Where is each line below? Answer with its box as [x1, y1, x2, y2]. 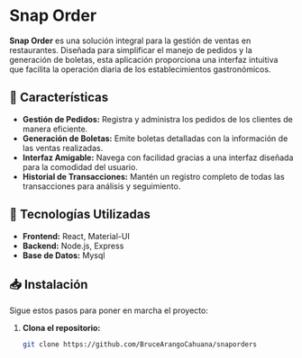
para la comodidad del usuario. [22, 161, 138, 172]
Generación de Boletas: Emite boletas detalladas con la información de [22, 132, 288, 144]
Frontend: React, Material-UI [22, 230, 131, 241]
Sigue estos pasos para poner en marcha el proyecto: [9, 305, 209, 316]
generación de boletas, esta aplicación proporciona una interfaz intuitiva [9, 54, 279, 65]
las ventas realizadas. [22, 142, 104, 153]
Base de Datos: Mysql [22, 249, 105, 261]
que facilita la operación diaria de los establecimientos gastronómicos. [9, 64, 271, 75]
